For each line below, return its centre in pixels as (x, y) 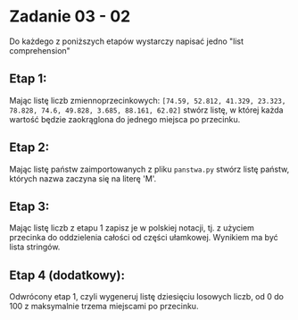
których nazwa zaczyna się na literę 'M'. (83, 178)
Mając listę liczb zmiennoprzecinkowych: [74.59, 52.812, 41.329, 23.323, (148, 100)
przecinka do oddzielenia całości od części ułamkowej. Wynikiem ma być (144, 238)
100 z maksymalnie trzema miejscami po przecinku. (104, 307)
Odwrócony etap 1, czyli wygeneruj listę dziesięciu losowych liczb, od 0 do (146, 297)
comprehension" (40, 50)
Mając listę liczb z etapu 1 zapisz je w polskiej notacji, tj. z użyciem (132, 228)
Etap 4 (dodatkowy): (67, 275)
